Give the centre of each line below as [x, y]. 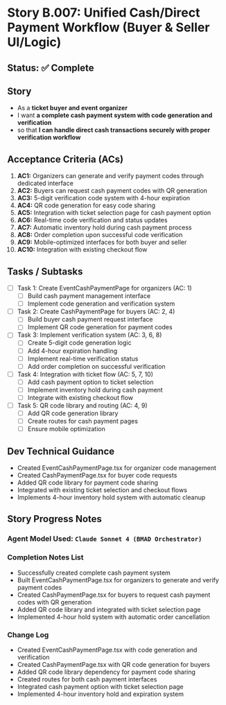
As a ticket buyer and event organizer [72, 108]
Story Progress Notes [55, 519]
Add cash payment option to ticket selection [90, 382]
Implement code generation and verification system [101, 304]
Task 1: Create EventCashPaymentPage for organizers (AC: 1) [104, 288]
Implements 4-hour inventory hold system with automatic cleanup [111, 498]
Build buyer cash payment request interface [90, 320]
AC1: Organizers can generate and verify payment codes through [111, 176]
